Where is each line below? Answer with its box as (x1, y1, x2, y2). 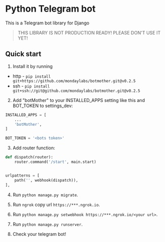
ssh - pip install (12, 83, 50, 89)
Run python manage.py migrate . (12, 191, 79, 198)
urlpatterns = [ (5, 173, 40, 178)
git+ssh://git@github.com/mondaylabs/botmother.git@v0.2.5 (12, 88, 141, 93)
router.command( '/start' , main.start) (14, 159, 96, 164)
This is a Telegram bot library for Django (5, 20, 90, 26)
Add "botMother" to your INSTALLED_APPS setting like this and (12, 97, 145, 103)
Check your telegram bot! (12, 231, 67, 237)
